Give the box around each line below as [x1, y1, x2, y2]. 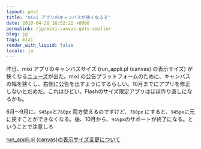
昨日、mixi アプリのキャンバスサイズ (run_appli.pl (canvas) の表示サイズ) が [6, 65, 193, 72]
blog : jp [6, 31, 28, 37]
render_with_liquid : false [6, 43, 74, 49]
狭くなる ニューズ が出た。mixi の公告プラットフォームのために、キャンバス [6, 73, 191, 80]
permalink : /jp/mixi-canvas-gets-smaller [6, 25, 112, 32]
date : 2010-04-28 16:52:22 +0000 [6, 20, 90, 26]
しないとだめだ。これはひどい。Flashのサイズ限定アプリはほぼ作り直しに [6, 88, 187, 95]
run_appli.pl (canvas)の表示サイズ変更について [6, 136, 121, 143]
